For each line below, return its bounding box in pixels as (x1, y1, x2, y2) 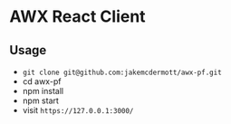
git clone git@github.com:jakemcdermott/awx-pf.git (22, 68, 222, 77)
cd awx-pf (22, 76, 62, 87)
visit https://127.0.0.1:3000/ (22, 105, 134, 115)
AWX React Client (9, 6, 147, 27)
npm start (22, 95, 59, 106)
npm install (22, 86, 64, 96)
